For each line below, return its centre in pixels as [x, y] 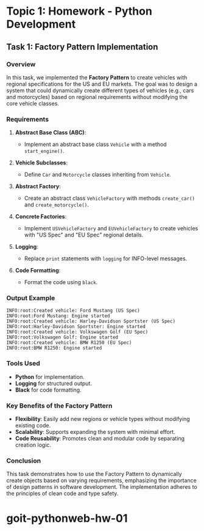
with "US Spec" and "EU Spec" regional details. [84, 235]
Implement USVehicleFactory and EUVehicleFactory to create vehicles [111, 229]
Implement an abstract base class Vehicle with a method [95, 144]
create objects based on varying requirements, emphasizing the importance [101, 480]
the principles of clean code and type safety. [62, 494]
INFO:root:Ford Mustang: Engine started [58, 316]
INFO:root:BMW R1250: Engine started [54, 348]
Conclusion [24, 461]
